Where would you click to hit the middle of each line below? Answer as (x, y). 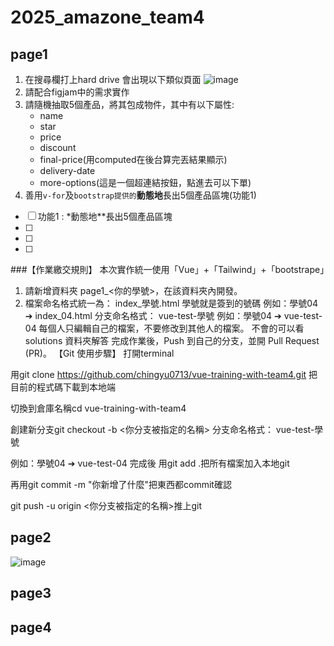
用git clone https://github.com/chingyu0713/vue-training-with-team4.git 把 (164, 374)
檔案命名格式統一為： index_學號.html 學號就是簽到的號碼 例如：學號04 (171, 303)
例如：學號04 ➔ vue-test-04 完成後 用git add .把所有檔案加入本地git (150, 463)
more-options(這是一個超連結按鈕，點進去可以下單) (145, 182)
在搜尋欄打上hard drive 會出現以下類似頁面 (113, 79)
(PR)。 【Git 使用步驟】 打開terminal (99, 353)
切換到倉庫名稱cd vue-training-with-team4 (98, 408)
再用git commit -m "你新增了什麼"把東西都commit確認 (121, 484)
